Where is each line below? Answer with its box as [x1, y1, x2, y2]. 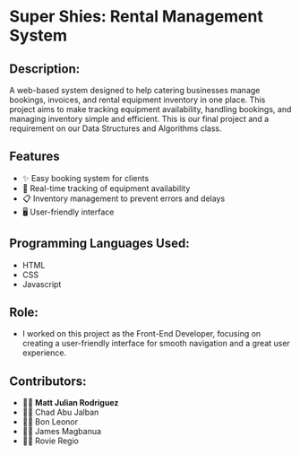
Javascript [21, 278, 62, 289]
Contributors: [9, 373, 87, 389]
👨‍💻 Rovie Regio [21, 435, 79, 446]
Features [9, 149, 60, 164]
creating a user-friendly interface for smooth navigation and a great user [21, 338, 291, 349]
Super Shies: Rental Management [9, 6, 264, 27]
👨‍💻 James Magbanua [21, 426, 101, 437]
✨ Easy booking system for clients [21, 172, 150, 183]
